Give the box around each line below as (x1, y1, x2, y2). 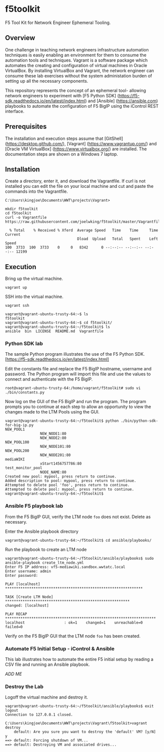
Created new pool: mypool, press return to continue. (5, 474, 117, 479)
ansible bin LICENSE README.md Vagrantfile (5, 329, 104, 334)
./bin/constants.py (5, 390, 45, 395)
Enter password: (5, 573, 38, 578)
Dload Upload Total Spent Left (77, 236, 159, 242)
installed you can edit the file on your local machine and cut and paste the (5, 183, 154, 189)
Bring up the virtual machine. (5, 275, 63, 282)
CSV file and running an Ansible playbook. (5, 661, 90, 667)
